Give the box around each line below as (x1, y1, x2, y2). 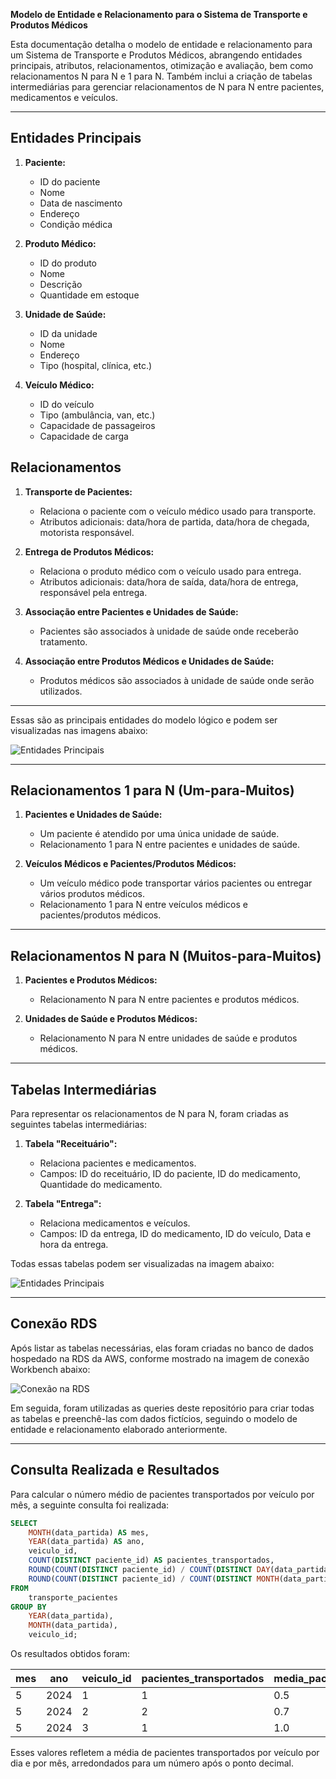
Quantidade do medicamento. (39, 1179, 163, 1191)
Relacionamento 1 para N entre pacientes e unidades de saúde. (39, 839, 300, 851)
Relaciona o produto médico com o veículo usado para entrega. (39, 565, 302, 577)
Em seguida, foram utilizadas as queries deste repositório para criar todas (10, 1402, 315, 1414)
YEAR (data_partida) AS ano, (28, 1537, 145, 1547)
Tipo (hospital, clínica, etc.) (39, 359, 153, 371)
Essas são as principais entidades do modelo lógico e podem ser (10, 714, 278, 726)
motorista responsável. (39, 526, 135, 538)
